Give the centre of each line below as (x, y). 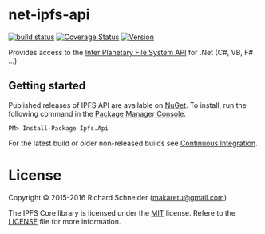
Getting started (47, 86)
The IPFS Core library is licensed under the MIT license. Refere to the (122, 212)
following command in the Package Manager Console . (97, 113)
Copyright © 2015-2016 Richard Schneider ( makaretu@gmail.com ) (118, 197)
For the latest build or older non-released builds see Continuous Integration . (133, 143)
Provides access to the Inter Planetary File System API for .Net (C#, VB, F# (131, 52)
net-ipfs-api (49, 15)
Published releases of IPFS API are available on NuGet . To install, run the (128, 105)
